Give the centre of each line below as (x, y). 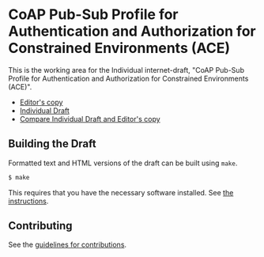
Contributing (40, 226)
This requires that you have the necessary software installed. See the (121, 192)
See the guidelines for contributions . (68, 245)
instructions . (28, 201)
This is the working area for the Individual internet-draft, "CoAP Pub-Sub (126, 70)
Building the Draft (52, 144)
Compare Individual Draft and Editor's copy (90, 119)
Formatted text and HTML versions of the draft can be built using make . (123, 163)
